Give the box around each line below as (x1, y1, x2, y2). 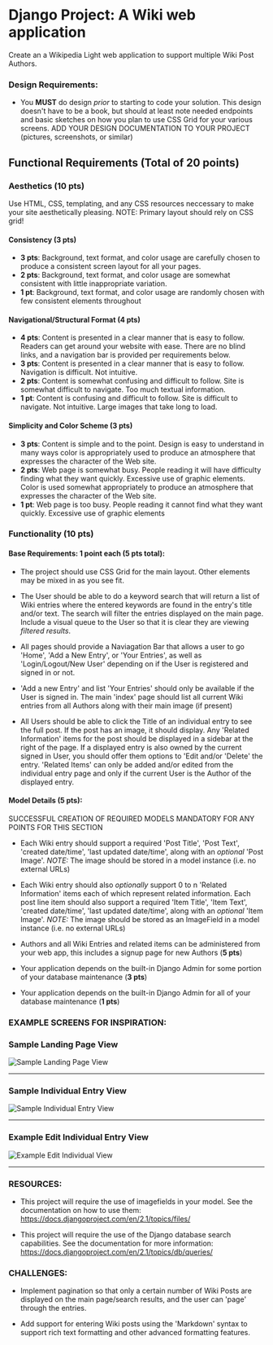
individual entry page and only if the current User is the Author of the (19, 768, 252, 778)
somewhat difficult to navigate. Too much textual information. (19, 385, 226, 394)
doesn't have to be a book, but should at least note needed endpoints (19, 106, 253, 116)
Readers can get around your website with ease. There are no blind (19, 341, 246, 351)
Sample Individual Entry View (8, 1085, 128, 1097)
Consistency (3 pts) (8, 235, 77, 244)
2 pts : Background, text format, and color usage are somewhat (19, 270, 231, 280)
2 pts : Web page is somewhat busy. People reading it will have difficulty (19, 464, 262, 474)
